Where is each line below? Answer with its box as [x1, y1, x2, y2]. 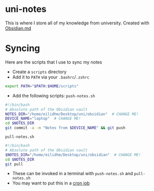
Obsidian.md [5, 25, 31, 31]
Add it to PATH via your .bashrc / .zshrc [12, 74, 89, 80]
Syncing [5, 43, 40, 54]
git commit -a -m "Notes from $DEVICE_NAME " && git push [5, 125, 126, 130]
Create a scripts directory [12, 69, 67, 75]
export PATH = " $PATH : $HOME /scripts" [5, 84, 79, 89]
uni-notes [5, 3, 47, 15]
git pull [5, 162, 23, 167]
